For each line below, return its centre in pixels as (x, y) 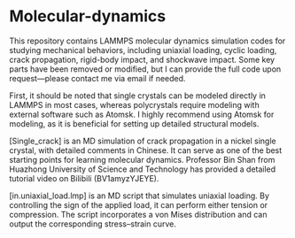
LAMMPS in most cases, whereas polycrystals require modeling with (134, 104)
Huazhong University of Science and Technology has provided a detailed (143, 169)
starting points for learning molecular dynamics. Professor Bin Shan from (142, 159)
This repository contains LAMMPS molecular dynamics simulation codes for (147, 41)
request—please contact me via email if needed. (97, 78)
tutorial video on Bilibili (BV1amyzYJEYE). (84, 178)
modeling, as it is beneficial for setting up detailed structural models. (134, 123)
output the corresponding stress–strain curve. (93, 224)
